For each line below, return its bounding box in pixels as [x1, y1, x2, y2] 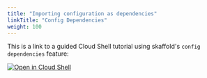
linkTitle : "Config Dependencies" [7, 17, 108, 24]
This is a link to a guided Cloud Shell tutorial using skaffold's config [7, 42, 201, 51]
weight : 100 [7, 23, 42, 30]
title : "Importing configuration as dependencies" [7, 10, 158, 17]
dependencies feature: [7, 49, 69, 58]
